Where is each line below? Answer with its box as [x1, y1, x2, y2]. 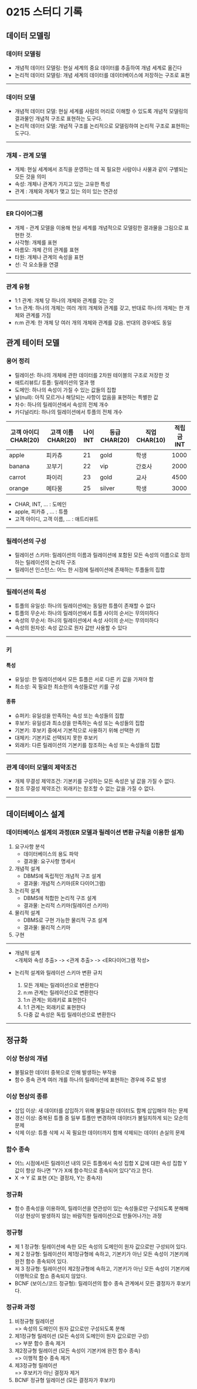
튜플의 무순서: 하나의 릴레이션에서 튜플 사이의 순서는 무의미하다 [14, 609, 159, 617]
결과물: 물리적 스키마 [23, 924, 71, 931]
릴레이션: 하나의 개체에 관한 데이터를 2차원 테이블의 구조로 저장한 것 [14, 371, 170, 378]
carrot [9, 473, 26, 481]
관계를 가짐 [25, 312, 51, 319]
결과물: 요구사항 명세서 [23, 857, 76, 865]
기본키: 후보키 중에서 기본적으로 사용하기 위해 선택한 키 [14, 727, 140, 734]
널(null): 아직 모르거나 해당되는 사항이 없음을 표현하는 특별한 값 [14, 394, 158, 401]
